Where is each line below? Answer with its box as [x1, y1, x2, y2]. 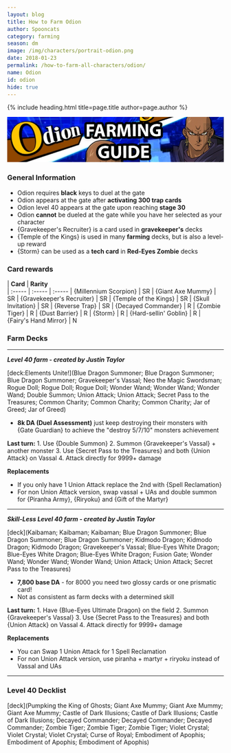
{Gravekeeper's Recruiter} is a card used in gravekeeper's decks [16, 225, 203, 233]
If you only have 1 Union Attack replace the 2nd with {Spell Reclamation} [16, 481, 222, 489]
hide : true [7, 83, 38, 91]
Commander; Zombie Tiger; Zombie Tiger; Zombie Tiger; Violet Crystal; [7, 723, 210, 732]
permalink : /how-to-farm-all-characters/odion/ [7, 62, 146, 69]
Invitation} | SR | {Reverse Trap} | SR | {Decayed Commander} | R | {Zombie [7, 301, 221, 309]
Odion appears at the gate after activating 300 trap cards [16, 196, 182, 204]
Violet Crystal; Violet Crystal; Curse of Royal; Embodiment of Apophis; [7, 730, 206, 739]
